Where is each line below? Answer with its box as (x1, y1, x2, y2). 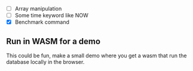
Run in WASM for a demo (6, 36, 100, 47)
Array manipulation (14, 5, 62, 12)
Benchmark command (14, 18, 70, 26)
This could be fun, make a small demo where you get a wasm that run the (6, 52, 187, 59)
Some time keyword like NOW (14, 12, 88, 19)
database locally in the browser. (6, 58, 85, 65)
